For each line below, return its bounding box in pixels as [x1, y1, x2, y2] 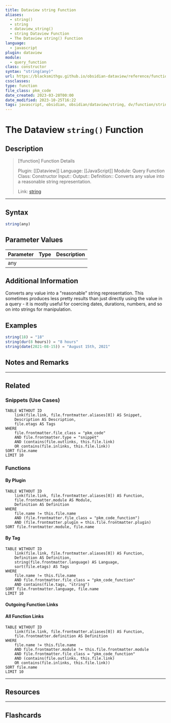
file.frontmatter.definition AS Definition [14, 633, 108, 638]
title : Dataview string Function [5, 7, 76, 13]
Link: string [17, 189, 42, 195]
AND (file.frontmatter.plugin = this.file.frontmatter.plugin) [14, 520, 152, 525]
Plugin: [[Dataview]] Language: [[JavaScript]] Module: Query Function [17, 168, 165, 174]
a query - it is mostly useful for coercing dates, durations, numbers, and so [5, 301, 162, 307]
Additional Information [5, 277, 78, 285]
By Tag [5, 535, 20, 541]
